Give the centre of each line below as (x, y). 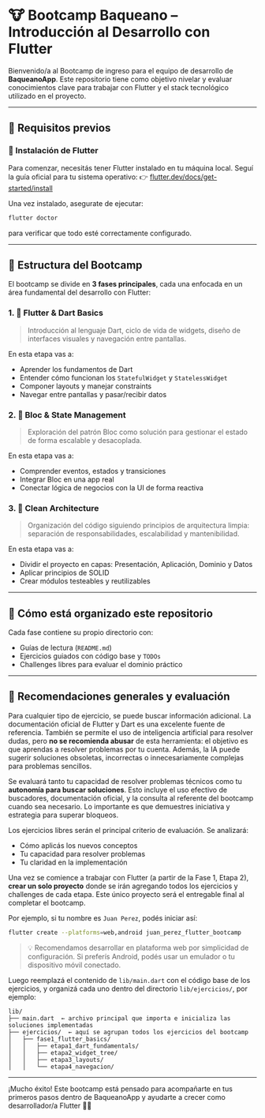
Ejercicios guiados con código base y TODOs (90, 656)
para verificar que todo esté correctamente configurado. (100, 233)
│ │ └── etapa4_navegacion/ (61, 1067)
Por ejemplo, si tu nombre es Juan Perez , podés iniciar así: (103, 917)
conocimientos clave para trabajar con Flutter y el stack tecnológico (118, 87)
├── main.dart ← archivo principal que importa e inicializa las (119, 1018)
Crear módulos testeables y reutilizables (85, 581)
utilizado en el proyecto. (47, 96)
